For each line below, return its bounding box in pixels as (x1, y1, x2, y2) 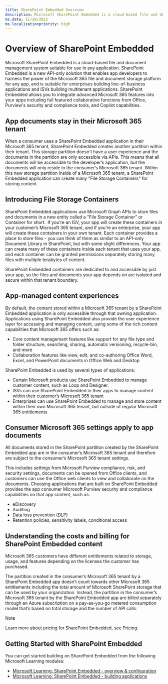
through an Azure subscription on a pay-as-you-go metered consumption (5, 600, 156, 606)
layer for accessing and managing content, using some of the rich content (5, 321, 157, 327)
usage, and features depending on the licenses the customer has (5, 558, 139, 564)
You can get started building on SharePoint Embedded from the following (5, 653, 156, 659)
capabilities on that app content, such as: (5, 492, 90, 498)
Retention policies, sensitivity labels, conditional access (12, 517, 127, 523)
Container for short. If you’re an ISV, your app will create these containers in (5, 219, 162, 225)
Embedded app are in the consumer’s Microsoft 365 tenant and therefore (5, 450, 156, 456)
